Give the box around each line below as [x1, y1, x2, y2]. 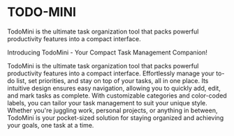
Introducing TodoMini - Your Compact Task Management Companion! [7, 48, 207, 56]
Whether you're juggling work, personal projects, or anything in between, [7, 106, 218, 114]
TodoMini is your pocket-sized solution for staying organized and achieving [7, 113, 224, 122]
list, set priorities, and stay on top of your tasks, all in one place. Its [16, 76, 209, 84]
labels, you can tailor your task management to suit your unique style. [7, 98, 207, 107]
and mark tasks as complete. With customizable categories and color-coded [7, 91, 227, 100]
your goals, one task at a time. [7, 121, 94, 129]
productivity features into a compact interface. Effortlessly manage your [7, 69, 215, 77]
